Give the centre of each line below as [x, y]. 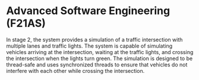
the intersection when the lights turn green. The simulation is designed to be [99, 58]
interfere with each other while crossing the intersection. [75, 71]
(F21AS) [26, 23]
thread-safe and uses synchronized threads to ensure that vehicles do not [97, 64]
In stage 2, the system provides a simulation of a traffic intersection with [94, 39]
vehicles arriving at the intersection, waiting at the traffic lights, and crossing [100, 52]
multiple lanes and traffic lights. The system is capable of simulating [89, 46]
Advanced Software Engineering [88, 11]
